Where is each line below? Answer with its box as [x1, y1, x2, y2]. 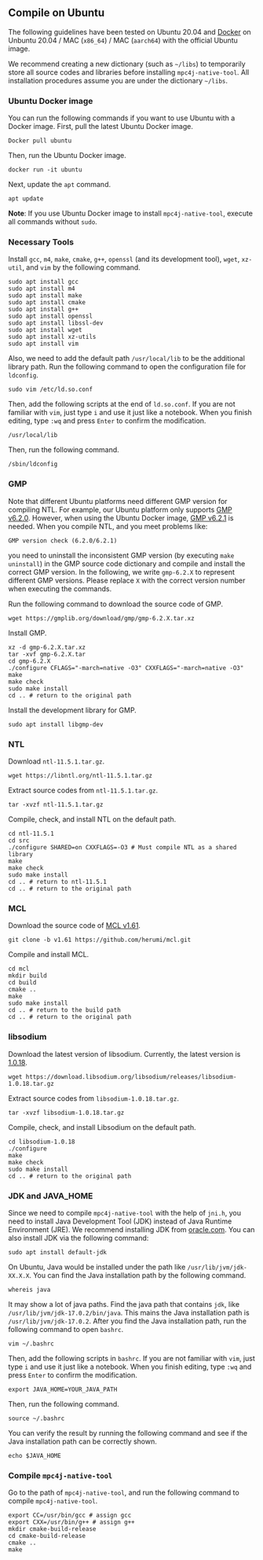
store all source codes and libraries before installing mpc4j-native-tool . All [8, 67, 250, 77]
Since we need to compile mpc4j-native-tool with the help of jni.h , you [8, 1208, 242, 1217]
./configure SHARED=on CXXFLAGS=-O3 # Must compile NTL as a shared [8, 844, 237, 852]
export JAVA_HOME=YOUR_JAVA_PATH [8, 1385, 118, 1393]
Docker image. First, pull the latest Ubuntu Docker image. [8, 122, 194, 131]
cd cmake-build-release [8, 1532, 86, 1540]
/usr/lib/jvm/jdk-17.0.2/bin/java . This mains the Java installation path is [8, 1308, 250, 1317]
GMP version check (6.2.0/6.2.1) [8, 536, 118, 545]
